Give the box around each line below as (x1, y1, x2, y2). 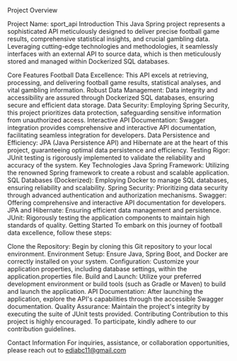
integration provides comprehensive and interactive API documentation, (7, 124, 217, 131)
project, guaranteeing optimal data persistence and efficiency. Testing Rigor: (7, 146, 231, 154)
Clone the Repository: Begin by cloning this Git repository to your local (7, 242, 212, 250)
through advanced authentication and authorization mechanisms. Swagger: (7, 191, 227, 199)
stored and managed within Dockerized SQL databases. (7, 57, 170, 66)
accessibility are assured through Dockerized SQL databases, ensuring (7, 93, 214, 102)
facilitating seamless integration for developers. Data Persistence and (7, 131, 210, 139)
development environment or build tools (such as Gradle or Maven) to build (7, 280, 226, 288)
